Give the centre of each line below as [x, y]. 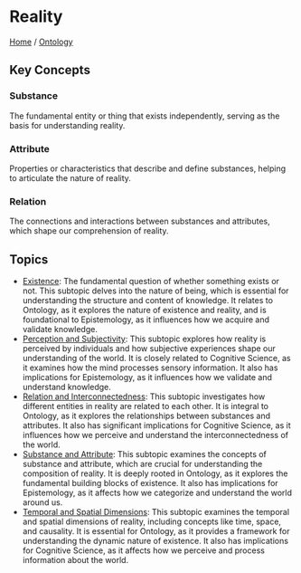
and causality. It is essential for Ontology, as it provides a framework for [156, 531]
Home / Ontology [42, 42]
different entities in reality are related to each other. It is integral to [146, 406]
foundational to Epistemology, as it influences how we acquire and [146, 320]
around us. [42, 502]
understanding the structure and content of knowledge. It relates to [148, 301]
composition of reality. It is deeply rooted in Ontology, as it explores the [155, 473]
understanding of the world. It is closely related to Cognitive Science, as [156, 358]
